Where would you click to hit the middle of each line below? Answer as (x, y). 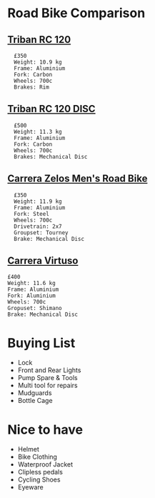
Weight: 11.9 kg (38, 201)
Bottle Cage (35, 401)
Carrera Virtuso (43, 261)
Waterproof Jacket (45, 464)
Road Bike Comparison (76, 13)
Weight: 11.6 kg (31, 284)
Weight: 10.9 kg (38, 62)
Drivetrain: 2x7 (38, 226)
